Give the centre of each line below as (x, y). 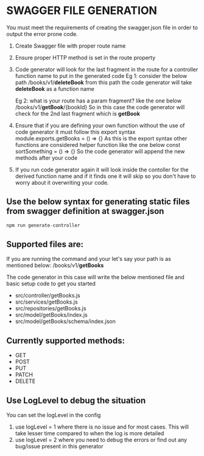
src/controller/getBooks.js (47, 296)
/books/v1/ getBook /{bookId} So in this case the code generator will (100, 107)
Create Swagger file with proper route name (70, 46)
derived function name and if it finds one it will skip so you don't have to (105, 176)
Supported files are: (45, 244)
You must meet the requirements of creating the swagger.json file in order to (102, 27)
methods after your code (46, 158)
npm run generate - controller (43, 225)
